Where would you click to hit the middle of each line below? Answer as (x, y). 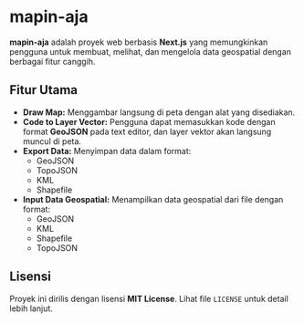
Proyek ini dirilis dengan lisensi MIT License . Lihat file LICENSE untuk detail (149, 298)
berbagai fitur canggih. (52, 61)
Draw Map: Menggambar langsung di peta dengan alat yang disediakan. (159, 112)
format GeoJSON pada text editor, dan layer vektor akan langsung (147, 131)
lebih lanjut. (31, 308)
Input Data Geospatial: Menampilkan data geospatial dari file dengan (153, 199)
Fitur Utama (44, 90)
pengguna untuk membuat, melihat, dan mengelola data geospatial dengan (151, 51)
